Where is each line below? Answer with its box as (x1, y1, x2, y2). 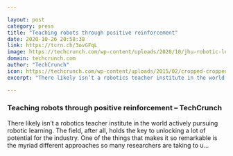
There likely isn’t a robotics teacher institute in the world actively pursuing (7, 119, 218, 127)
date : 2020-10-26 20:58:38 (7, 35, 85, 42)
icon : (7, 67, 23, 75)
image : (7, 49, 26, 55)
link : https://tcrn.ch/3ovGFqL (7, 42, 98, 49)
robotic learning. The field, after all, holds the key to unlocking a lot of (7, 126, 206, 135)
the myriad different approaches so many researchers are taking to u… (7, 141, 209, 149)
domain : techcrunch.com (7, 55, 76, 62)
